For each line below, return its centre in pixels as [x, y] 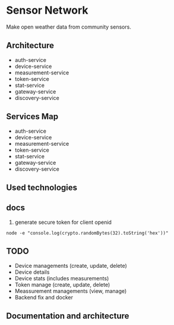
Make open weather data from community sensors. [69, 27]
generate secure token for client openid [63, 222]
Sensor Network [47, 10]
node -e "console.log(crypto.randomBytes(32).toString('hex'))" [87, 233]
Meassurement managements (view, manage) [71, 291]
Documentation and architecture [68, 316]
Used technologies [42, 187]
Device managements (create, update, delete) [71, 265]
